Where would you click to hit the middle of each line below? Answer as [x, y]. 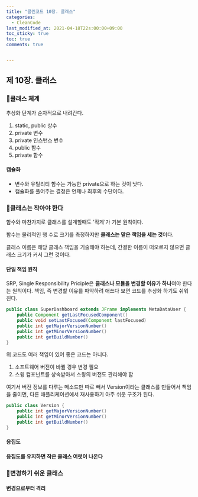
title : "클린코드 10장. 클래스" [41, 12]
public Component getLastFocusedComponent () [72, 315]
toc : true [18, 39]
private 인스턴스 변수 [39, 140]
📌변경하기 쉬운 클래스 [35, 473]
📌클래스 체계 [23, 99]
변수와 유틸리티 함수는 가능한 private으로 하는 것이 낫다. [79, 183]
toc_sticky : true [27, 34]
